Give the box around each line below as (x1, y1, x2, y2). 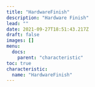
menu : (6, 43, 20, 50)
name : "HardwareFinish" (12, 72, 72, 78)
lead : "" (6, 20, 29, 26)
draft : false (6, 32, 40, 38)
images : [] (6, 37, 34, 43)
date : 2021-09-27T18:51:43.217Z (6, 26, 89, 32)
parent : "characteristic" (17, 55, 84, 61)
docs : (12, 49, 26, 55)
